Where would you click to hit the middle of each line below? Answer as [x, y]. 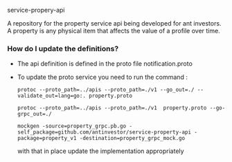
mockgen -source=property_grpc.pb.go [72, 126]
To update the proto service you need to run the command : [102, 77]
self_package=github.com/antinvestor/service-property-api [104, 132]
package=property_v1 [47, 138]
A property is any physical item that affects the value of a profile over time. [114, 31]
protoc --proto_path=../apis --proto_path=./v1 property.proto [112, 108]
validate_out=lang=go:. [52, 96]
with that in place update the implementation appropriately [101, 151]
